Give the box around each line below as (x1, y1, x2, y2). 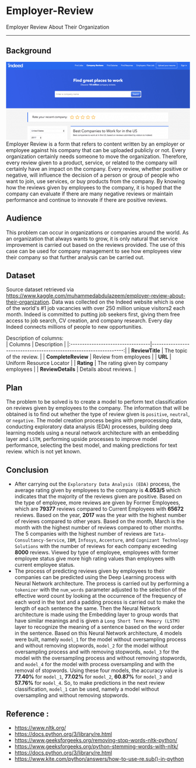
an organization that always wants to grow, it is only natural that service (6, 235, 178, 242)
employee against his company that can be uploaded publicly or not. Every (6, 146, 186, 153)
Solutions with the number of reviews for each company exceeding (14, 543, 177, 550)
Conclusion (6, 465, 49, 475)
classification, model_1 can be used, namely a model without (14, 686, 159, 693)
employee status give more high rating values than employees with (14, 555, 176, 562)
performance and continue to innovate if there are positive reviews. (6, 196, 168, 203)
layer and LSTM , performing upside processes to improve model (6, 436, 157, 443)
